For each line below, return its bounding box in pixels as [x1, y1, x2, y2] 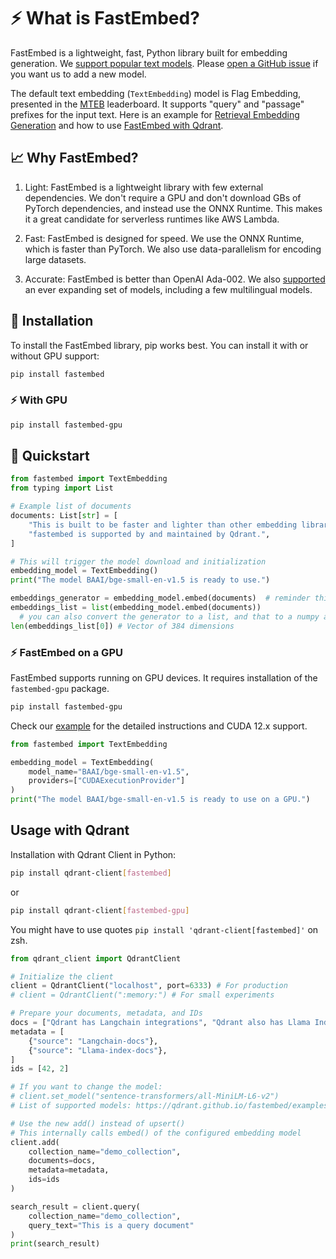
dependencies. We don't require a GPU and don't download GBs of [24, 191, 302, 204]
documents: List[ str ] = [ [10, 511, 118, 521]
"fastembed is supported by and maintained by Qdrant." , [28, 529, 271, 539]
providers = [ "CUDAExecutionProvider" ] [28, 776, 186, 786]
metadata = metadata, [28, 1165, 110, 1175]
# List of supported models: [10, 1101, 132, 1111]
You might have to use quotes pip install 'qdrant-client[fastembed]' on [10, 923, 319, 935]
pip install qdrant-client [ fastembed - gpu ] [10, 905, 190, 915]
